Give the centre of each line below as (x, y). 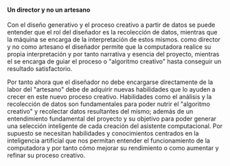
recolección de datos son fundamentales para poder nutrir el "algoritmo (109, 104)
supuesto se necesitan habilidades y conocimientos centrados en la (103, 134)
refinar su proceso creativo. (46, 156)
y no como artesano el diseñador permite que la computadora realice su (109, 47)
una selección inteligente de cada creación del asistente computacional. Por (115, 126)
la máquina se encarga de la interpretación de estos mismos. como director (114, 40)
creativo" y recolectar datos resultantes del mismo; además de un (100, 112)
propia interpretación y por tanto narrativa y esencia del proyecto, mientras (113, 54)
